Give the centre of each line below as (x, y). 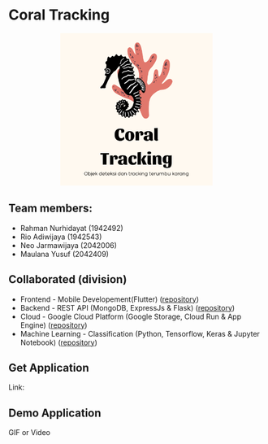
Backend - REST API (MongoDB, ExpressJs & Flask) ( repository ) (128, 307)
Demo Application (55, 413)
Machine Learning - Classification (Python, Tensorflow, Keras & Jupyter (140, 333)
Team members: (51, 209)
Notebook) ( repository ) (58, 342)
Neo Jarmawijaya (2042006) (69, 245)
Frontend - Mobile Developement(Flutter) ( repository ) (110, 299)
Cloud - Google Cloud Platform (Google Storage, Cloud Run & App (131, 316)
